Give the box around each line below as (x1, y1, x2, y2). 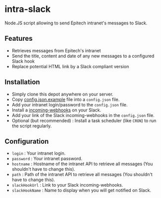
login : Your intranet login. (11, 150, 66, 156)
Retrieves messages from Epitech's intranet (11, 47, 101, 53)
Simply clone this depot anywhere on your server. (11, 91, 113, 97)
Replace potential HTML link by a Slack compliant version (11, 63, 129, 69)
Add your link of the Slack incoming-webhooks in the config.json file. (11, 112, 155, 118)
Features (4, 34, 33, 43)
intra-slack (4, 3, 51, 15)
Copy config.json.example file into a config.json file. (11, 96, 120, 102)
